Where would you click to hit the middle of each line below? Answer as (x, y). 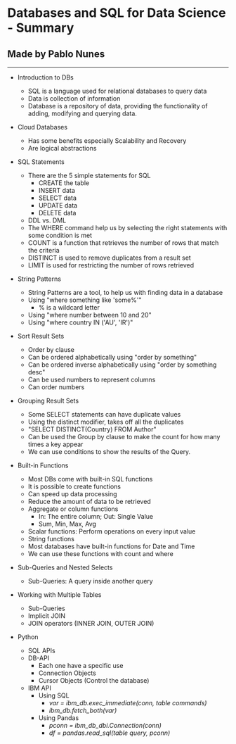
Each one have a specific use (81, 666)
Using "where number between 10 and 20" (90, 315)
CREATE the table (64, 183)
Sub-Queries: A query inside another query (90, 581)
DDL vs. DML (47, 220)
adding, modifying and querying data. (82, 113)
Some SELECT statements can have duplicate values (104, 414)
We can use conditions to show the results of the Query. (109, 452)
